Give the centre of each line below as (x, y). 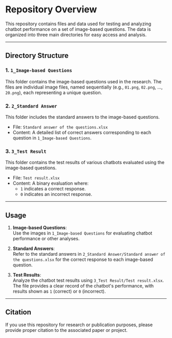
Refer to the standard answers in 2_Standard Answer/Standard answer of (89, 254)
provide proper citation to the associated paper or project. (67, 330)
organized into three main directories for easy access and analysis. (76, 34)
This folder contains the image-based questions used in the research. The (83, 81)
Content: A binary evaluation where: (50, 183)
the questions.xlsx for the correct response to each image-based (83, 260)
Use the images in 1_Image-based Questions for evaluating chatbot (82, 233)
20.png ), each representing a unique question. (54, 92)
